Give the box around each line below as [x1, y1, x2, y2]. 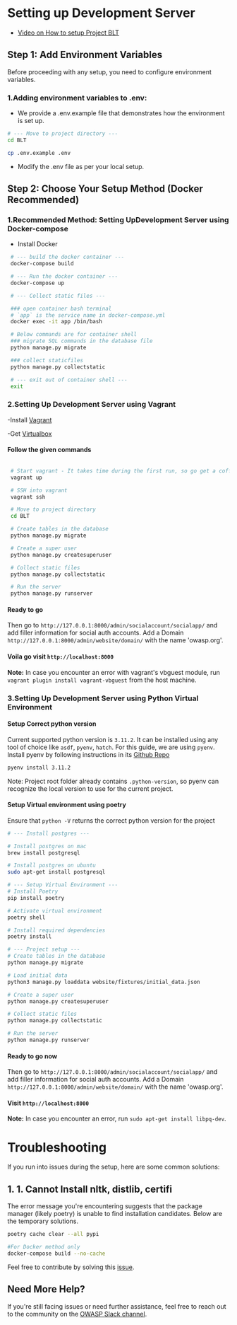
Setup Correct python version [7, 719, 97, 728]
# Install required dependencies [7, 927, 106, 934]
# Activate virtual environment [7, 907, 102, 914]
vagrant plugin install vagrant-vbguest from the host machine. [7, 676, 197, 684]
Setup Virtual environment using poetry [7, 801, 127, 809]
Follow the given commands [7, 446, 92, 454]
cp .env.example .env [7, 149, 71, 156]
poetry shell [7, 914, 46, 921]
